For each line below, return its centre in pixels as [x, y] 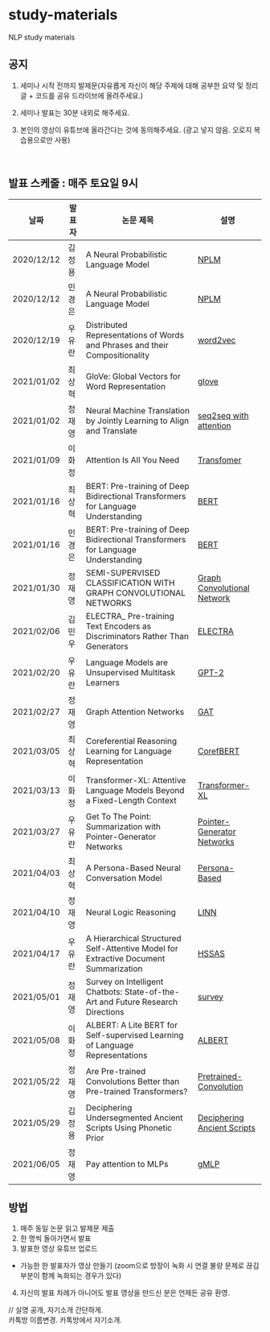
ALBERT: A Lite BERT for [132, 1025]
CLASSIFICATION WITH [130, 583]
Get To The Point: [119, 816]
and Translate [112, 430]
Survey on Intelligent [125, 981]
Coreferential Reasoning [131, 741]
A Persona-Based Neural [133, 868]
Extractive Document [125, 958]
